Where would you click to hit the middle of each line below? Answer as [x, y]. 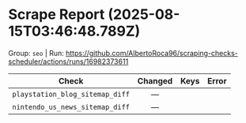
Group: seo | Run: [36, 53]
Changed [155, 80]
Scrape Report [57, 15]
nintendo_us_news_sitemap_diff [71, 107]
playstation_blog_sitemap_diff [71, 94]
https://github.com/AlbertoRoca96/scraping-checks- [152, 53]
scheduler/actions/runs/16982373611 [68, 61]
